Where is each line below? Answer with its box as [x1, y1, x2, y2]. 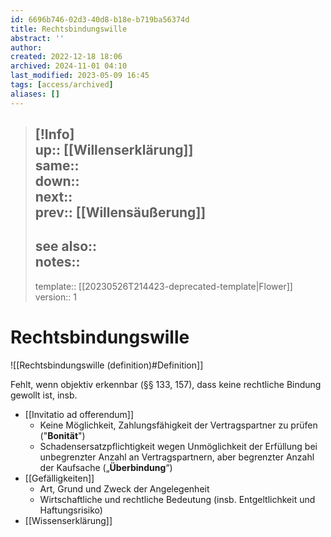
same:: [34, 157, 80, 175]
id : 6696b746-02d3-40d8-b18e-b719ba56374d [10, 14, 190, 25]
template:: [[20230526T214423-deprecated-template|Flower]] [34, 280, 293, 292]
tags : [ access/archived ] [10, 80, 114, 90]
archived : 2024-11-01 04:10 [10, 61, 128, 71]
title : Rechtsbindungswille [10, 24, 128, 34]
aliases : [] [10, 89, 60, 99]
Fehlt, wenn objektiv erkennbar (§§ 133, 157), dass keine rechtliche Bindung [10, 378, 322, 390]
